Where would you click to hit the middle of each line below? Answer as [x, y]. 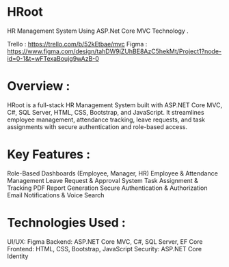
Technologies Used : [67, 223]
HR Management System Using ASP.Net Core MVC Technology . [98, 31]
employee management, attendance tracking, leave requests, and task [106, 120]
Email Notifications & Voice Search [56, 195]
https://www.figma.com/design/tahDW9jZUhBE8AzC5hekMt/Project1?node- [114, 51]
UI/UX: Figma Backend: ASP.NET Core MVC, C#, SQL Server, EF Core [105, 241]
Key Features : [49, 155]
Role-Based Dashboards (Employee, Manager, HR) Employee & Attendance [113, 173]
